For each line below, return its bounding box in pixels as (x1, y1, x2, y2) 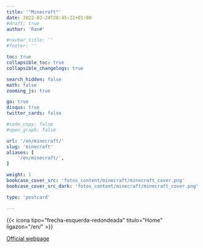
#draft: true (6, 20, 40, 26)
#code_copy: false (6, 121, 53, 127)
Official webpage (6, 235, 50, 242)
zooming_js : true (6, 88, 51, 94)
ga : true (6, 99, 29, 105)
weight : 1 (6, 172, 32, 178)
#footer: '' (6, 43, 37, 49)
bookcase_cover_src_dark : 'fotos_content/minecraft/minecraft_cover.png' (6, 183, 199, 189)
